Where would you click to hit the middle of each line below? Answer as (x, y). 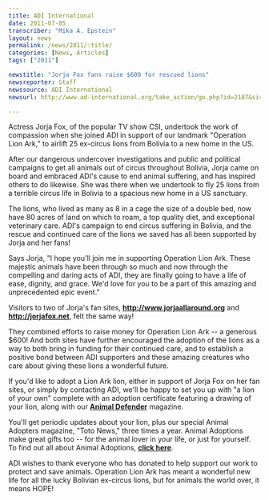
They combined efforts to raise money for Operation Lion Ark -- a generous (133, 332)
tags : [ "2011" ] (34, 61)
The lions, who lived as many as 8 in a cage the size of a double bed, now (130, 209)
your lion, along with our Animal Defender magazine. (96, 407)
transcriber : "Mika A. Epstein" (62, 30)
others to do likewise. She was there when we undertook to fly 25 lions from (134, 185)
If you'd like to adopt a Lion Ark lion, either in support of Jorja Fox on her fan (134, 382)
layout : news (30, 38)
